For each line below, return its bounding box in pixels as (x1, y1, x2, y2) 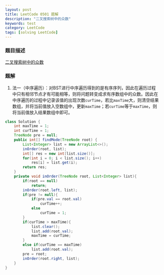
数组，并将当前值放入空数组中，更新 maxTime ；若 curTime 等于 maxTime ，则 (12, 103, 158, 109)
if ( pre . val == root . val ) (31, 197, 82, 202)
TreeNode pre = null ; (14, 133, 58, 138)
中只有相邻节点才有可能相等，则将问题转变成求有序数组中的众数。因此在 (12, 91, 158, 97)
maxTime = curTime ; (31, 233, 71, 238)
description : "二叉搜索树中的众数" (5, 16, 71, 21)
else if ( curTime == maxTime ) (23, 243, 82, 247)
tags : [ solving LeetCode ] (5, 30, 58, 35)
